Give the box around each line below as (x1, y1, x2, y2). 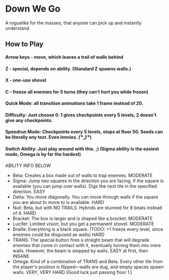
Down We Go (5, 3, 61, 15)
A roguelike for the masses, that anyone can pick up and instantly (5, 20, 142, 26)
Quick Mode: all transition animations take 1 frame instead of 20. (5, 100, 144, 106)
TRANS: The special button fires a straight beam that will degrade (12, 236, 150, 243)
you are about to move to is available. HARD (12, 199, 105, 205)
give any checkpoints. (5, 117, 53, 123)
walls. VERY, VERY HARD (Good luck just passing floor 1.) (12, 269, 133, 275)
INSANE (12, 253, 29, 259)
